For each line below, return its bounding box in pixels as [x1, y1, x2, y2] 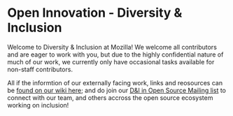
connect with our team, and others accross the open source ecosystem [7, 93, 213, 102]
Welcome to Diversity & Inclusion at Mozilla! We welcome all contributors [7, 43, 217, 51]
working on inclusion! [7, 101, 69, 109]
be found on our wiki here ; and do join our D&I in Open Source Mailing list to [7, 86, 226, 94]
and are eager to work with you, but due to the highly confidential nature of [7, 50, 224, 59]
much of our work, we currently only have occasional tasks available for [7, 57, 215, 66]
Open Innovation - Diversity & [7, 5, 183, 21]
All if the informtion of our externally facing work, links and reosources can [7, 78, 223, 87]
